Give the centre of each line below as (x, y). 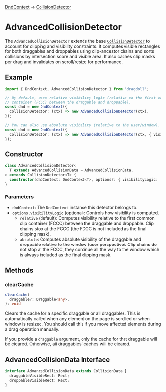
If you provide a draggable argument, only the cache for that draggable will (81, 339)
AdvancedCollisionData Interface (58, 360)
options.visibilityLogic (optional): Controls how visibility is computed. (85, 213)
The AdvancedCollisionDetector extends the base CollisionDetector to (78, 41)
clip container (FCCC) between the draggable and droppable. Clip (87, 223)
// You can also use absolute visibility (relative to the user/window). (83, 125)
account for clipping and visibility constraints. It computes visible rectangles (83, 46)
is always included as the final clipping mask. (65, 255)
